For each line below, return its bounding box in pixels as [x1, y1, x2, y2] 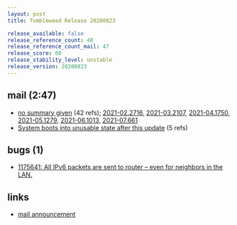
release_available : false [7, 30, 84, 37]
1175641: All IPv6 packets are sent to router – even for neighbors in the [17, 163, 224, 172]
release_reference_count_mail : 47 [7, 43, 110, 51]
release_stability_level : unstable [7, 56, 113, 64]
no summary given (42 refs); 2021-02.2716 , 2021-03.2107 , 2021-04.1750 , [17, 108, 231, 117]
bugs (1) [7, 144, 44, 156]
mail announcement [17, 210, 76, 219]
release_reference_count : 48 [7, 36, 94, 43]
